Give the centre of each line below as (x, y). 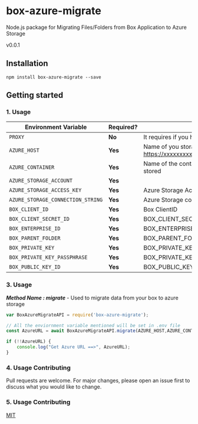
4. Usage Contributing (38, 367)
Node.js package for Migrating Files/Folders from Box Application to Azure (97, 27)
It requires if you (166, 137)
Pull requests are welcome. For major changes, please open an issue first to (98, 381)
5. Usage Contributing (38, 402)
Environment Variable (56, 127)
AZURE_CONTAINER (32, 167)
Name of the (161, 164)
